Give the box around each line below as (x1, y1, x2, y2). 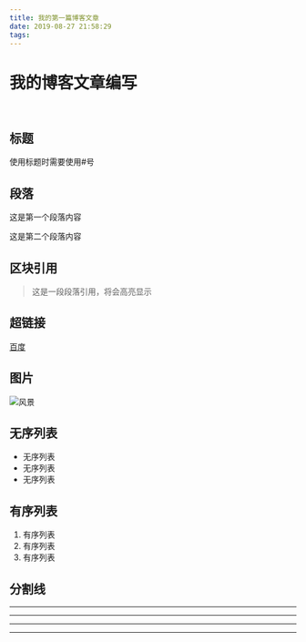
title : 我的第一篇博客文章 (9, 13, 100, 23)
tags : (9, 30, 30, 39)
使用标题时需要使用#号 (9, 157, 95, 168)
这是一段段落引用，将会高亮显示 (31, 286, 152, 297)
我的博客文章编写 (9, 72, 138, 93)
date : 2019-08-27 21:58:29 (9, 22, 112, 31)
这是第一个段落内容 (9, 211, 82, 223)
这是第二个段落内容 (9, 231, 82, 242)
